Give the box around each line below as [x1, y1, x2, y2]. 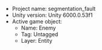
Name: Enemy [21, 24, 56, 31]
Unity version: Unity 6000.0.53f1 [11, 11, 93, 19]
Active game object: [11, 18, 62, 25]
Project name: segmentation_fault [11, 5, 96, 12]
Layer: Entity [21, 37, 53, 44]
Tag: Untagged [21, 31, 59, 38]
